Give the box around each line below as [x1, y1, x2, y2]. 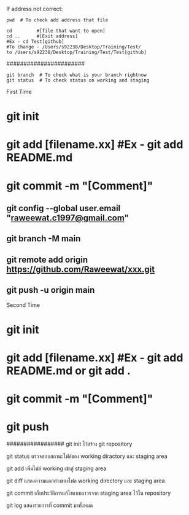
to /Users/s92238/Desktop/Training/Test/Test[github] [6, 49, 147, 55]
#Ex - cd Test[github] [6, 39, 64, 45]
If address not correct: [6, 6, 63, 12]
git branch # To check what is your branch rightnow [6, 72, 147, 78]
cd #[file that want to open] [6, 28, 106, 34]
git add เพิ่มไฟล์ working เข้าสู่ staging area [6, 465, 107, 472]
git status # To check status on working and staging [6, 77, 150, 83]
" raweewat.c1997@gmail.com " [6, 212, 129, 223]
